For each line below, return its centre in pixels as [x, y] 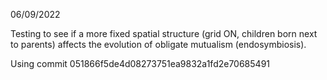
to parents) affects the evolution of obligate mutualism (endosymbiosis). [158, 44]
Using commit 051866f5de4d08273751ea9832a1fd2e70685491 [140, 63]
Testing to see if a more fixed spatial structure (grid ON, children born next [164, 33]
